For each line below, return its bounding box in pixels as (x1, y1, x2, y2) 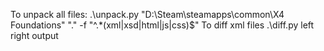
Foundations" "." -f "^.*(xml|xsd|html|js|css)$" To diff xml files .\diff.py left (10, 19, 315, 31)
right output (10, 30, 59, 41)
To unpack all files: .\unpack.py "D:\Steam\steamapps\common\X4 (10, 9, 285, 20)
